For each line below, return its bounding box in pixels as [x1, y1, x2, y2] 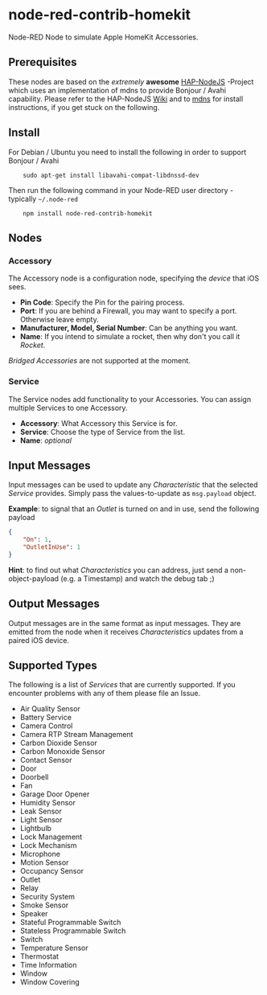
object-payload [8, 573, 59, 583]
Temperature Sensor [19, 943, 88, 953]
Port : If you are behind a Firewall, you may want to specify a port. [19, 306, 237, 316]
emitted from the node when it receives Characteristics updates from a [8, 627, 244, 637]
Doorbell [19, 772, 49, 782]
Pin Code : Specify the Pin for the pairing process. [19, 297, 185, 307]
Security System [19, 892, 75, 902]
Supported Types [8, 659, 98, 673]
